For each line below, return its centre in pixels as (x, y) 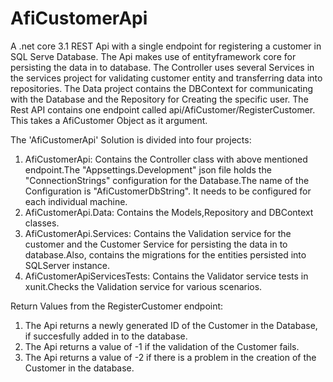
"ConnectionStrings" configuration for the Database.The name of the (167, 180)
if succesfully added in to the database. (106, 336)
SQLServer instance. (67, 265)
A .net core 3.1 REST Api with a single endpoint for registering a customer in (166, 46)
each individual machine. (76, 201)
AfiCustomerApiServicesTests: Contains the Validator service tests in (166, 276)
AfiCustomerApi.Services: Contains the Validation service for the (158, 233)
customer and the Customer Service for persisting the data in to (156, 244)
